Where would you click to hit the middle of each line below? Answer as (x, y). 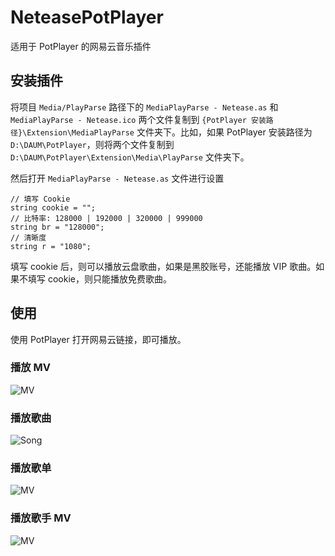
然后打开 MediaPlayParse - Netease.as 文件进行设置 (117, 178)
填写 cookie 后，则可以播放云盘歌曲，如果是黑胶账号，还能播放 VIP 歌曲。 (163, 266)
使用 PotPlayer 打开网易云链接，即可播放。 (98, 339)
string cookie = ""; (53, 207)
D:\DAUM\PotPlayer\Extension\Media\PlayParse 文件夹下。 (130, 157)
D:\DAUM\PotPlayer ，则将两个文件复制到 (92, 144)
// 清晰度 (28, 237)
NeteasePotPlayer (87, 17)
